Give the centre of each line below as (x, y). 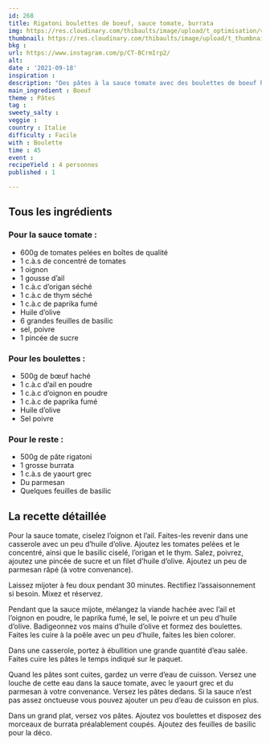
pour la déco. (30, 733)
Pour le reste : (36, 439)
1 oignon (34, 269)
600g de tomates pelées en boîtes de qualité (94, 252)
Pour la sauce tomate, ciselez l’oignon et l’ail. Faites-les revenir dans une (128, 535)
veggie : (23, 120)
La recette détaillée (57, 516)
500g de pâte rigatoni (56, 457)
